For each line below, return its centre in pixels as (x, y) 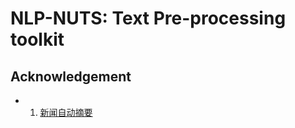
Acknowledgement (71, 76)
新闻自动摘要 (66, 112)
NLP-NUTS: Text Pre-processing (148, 18)
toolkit (37, 39)
